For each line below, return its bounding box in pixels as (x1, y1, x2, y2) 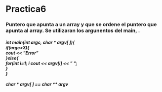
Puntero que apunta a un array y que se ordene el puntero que (5, 21, 157, 28)
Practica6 (5, 3, 46, 15)
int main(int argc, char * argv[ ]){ (5, 39, 75, 45)
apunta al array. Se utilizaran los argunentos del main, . (5, 27, 140, 34)
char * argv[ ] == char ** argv (5, 81, 69, 87)
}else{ (5, 55, 19, 61)
